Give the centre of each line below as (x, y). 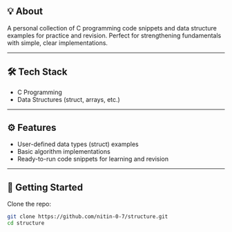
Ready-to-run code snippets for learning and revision (93, 159)
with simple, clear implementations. (58, 43)
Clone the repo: (29, 204)
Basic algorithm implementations (64, 152)
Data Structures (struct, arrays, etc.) (69, 99)
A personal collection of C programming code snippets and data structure (112, 28)
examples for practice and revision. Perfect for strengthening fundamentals (114, 35)
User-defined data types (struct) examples (78, 144)
